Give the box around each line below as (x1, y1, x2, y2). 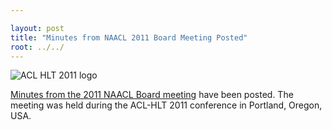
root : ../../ (10, 42, 65, 52)
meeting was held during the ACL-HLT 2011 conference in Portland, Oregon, (10, 99, 323, 111)
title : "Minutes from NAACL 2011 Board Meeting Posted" (10, 32, 248, 43)
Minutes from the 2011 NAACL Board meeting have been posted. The (10, 89, 294, 101)
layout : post (10, 23, 65, 33)
